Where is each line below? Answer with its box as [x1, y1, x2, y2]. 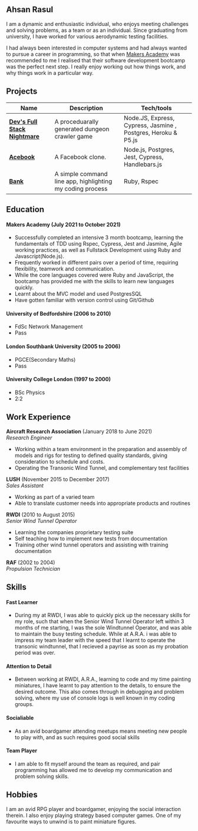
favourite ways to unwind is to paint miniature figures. [6, 818, 137, 825]
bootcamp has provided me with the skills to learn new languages [14, 278, 174, 285]
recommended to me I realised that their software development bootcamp [6, 57, 186, 64]
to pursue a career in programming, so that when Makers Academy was [6, 50, 180, 58]
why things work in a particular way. [6, 69, 94, 76]
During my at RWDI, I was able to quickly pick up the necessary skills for [14, 612, 190, 619]
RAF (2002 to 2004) [6, 559, 55, 566]
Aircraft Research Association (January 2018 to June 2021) [6, 428, 152, 435]
